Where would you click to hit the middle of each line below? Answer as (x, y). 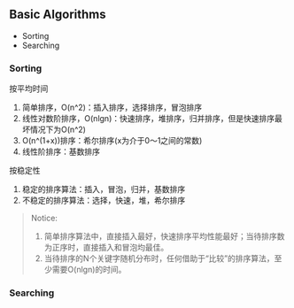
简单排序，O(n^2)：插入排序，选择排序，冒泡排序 (112, 108)
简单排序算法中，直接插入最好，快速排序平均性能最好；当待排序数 (164, 236)
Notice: (44, 218)
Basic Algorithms (58, 15)
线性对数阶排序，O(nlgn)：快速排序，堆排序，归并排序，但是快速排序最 (152, 119)
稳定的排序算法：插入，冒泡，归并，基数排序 (104, 189)
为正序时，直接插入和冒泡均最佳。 (106, 248)
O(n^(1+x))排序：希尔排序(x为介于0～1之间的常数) (112, 141)
